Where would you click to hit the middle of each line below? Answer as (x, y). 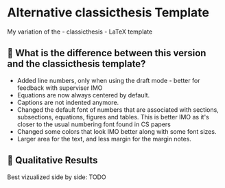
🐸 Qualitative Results (52, 160)
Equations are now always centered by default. (83, 95)
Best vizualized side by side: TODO (57, 177)
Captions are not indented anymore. (68, 102)
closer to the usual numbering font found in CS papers (94, 124)
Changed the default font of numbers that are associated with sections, (118, 109)
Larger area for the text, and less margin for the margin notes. (104, 139)
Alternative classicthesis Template (108, 13)
